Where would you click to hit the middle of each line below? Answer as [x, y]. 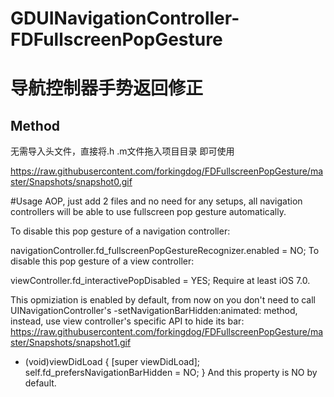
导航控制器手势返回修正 [107, 88]
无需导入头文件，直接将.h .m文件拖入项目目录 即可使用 [122, 151]
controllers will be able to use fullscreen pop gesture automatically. [148, 212]
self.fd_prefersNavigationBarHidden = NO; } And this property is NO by [171, 373]
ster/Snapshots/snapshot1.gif [71, 343]
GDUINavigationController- [125, 18]
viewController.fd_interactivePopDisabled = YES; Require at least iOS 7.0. [160, 281]
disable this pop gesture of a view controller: [102, 261]
